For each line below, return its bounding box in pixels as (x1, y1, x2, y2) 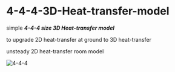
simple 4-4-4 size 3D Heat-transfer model (6, 24, 115, 31)
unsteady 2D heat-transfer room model (6, 47, 104, 55)
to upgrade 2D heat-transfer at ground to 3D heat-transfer (6, 36, 151, 43)
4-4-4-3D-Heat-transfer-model (6, 4, 170, 18)
